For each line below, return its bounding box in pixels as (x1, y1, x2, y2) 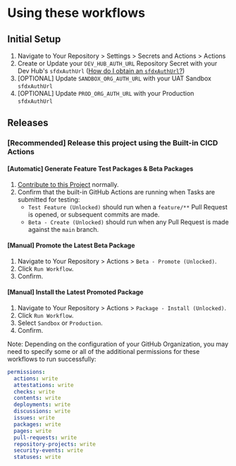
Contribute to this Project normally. (17, 180, 119, 188)
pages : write (13, 427, 52, 434)
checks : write (13, 388, 55, 396)
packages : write (13, 421, 61, 428)
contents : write (13, 395, 61, 402)
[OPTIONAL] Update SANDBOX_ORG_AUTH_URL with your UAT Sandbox (17, 74, 212, 82)
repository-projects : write (13, 441, 97, 448)
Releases (7, 117, 49, 129)
